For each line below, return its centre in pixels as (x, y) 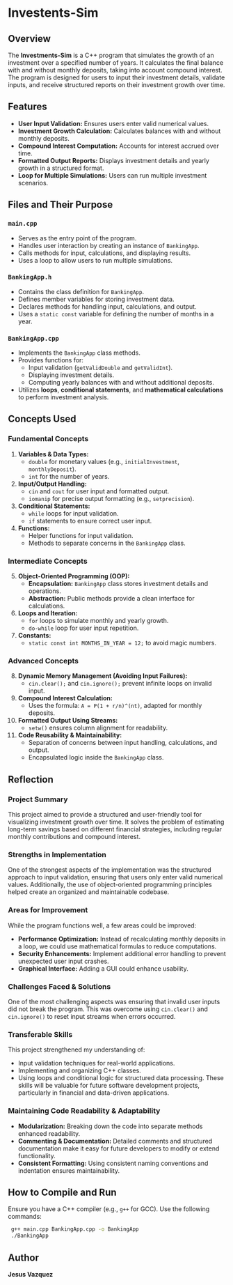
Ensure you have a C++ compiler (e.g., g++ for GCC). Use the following (109, 1209)
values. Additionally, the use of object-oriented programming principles (110, 885)
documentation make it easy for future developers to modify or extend (119, 1148)
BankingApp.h (30, 277)
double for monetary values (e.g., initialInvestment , (104, 461)
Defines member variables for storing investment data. (96, 299)
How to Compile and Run (62, 1192)
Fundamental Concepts (48, 439)
